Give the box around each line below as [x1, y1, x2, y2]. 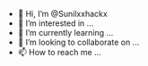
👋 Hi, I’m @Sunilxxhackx [17, 9, 108, 19]
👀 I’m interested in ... [17, 18, 94, 29]
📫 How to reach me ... [17, 47, 101, 57]
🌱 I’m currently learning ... [17, 28, 114, 37]
